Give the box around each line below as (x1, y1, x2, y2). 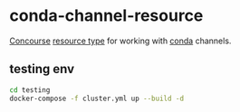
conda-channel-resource (9, 5, 204, 26)
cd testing (9, 85, 51, 95)
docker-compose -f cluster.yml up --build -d (9, 94, 184, 103)
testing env (9, 61, 75, 77)
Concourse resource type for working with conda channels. (9, 35, 232, 46)
